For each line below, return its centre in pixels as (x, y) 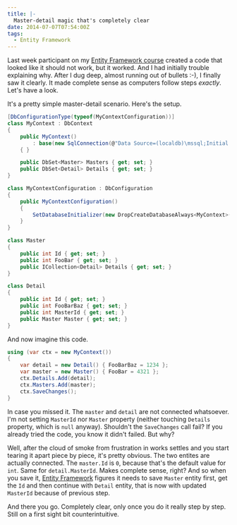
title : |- (22, 14)
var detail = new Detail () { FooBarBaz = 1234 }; (95, 365)
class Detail (26, 286)
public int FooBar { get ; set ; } (69, 260)
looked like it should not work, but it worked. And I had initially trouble (108, 68)
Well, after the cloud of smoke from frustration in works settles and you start (118, 448)
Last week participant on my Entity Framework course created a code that (115, 60)
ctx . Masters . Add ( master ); (58, 385)
